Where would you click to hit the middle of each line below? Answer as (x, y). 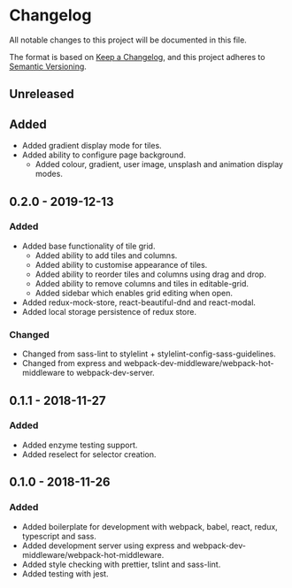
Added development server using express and (106, 546)
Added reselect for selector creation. (89, 454)
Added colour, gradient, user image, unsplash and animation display (159, 164)
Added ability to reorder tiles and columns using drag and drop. (151, 274)
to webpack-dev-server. (111, 373)
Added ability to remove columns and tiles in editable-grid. (142, 283)
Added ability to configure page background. (104, 155)
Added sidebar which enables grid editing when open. (134, 293)
